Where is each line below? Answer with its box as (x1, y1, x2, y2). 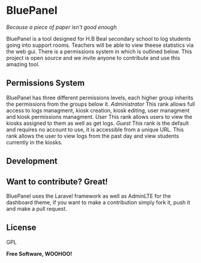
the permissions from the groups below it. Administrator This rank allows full (6, 100, 195, 107)
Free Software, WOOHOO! (6, 250, 73, 257)
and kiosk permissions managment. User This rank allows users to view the (6, 113, 193, 120)
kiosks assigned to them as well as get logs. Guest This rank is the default (6, 119, 189, 127)
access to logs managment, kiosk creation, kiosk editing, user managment (6, 106, 190, 114)
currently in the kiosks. (6, 139, 63, 146)
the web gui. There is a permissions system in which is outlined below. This (6, 47, 193, 55)
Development (6, 156, 58, 166)
